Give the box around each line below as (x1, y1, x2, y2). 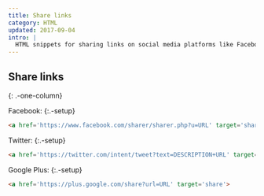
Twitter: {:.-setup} (8, 135, 66, 145)
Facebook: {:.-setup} (8, 105, 76, 115)
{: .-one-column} (8, 91, 63, 100)
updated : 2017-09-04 (8, 26, 76, 34)
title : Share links (8, 11, 72, 20)
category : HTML (8, 19, 58, 27)
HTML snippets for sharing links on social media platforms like (15, 41, 234, 49)
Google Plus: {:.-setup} (8, 165, 82, 174)
